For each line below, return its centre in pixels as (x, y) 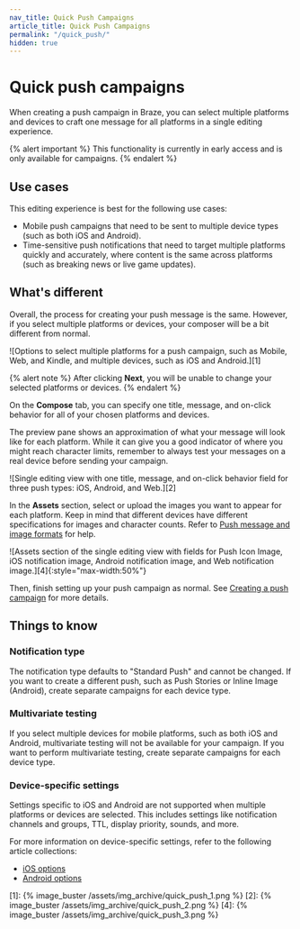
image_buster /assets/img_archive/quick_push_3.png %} (114, 915)
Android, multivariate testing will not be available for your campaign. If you (147, 742)
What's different (56, 292)
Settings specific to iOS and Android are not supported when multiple (138, 805)
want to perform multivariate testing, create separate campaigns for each (145, 752)
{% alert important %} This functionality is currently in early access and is (146, 149)
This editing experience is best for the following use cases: (118, 209)
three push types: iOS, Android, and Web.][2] (93, 487)
